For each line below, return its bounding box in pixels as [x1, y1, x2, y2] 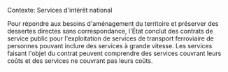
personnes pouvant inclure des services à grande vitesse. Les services [7, 42, 213, 50]
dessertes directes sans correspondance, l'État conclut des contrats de [7, 27, 213, 35]
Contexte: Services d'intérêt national [7, 6, 113, 14]
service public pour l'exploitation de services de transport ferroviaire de [7, 34, 215, 43]
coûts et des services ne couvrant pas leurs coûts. [7, 57, 153, 65]
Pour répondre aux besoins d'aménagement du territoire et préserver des [7, 20, 219, 27]
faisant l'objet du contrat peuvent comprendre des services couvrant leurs [7, 49, 222, 57]
